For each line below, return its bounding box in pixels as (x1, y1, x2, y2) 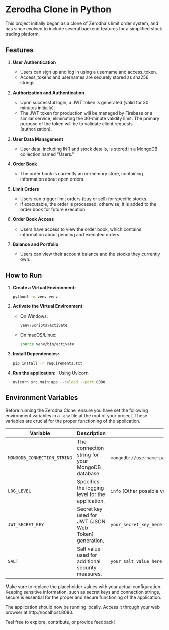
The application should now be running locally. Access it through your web (5, 604, 160, 610)
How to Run (5, 271, 42, 280)
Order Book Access (12, 216, 54, 222)
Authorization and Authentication (12, 89, 84, 96)
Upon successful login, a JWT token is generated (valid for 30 (20, 99, 149, 105)
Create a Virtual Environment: (12, 284, 76, 290)
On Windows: (20, 313, 48, 319)
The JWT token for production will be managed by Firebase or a (20, 110, 153, 116)
